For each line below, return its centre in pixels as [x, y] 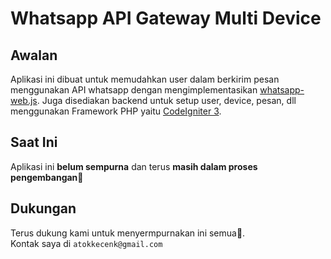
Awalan [34, 55]
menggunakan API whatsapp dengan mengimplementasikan [134, 90]
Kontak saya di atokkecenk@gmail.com [86, 243]
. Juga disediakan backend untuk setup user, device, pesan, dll [166, 100]
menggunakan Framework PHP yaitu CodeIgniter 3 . [116, 111]
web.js [24, 100]
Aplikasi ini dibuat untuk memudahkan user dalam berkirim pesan [145, 79]
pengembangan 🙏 [47, 177]
